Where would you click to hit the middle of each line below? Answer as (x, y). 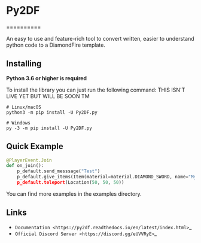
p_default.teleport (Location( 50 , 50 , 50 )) (71, 183)
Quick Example (35, 146)
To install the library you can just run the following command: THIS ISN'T (96, 90)
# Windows (19, 123)
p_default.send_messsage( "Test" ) (59, 171)
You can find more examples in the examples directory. (74, 194)
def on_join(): (25, 166)
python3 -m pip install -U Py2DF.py (52, 112)
